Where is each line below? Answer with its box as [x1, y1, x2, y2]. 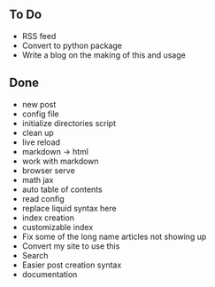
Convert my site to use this [21, 240, 120, 251]
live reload [21, 137, 60, 147]
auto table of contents [21, 184, 104, 195]
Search [21, 250, 49, 260]
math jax [21, 174, 54, 185]
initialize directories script [21, 117, 117, 128]
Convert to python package [21, 40, 122, 51]
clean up [21, 127, 55, 138]
